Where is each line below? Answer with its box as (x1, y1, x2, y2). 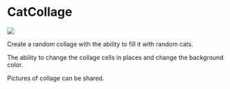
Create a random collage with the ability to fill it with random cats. (7, 39, 194, 48)
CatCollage (7, 4, 72, 20)
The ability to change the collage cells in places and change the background (7, 53, 224, 61)
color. (7, 60, 23, 69)
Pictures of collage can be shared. (7, 74, 105, 82)
